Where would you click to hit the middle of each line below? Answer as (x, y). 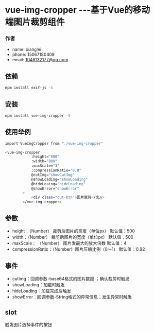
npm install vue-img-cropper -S (38, 115)
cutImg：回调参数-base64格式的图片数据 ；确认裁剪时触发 (71, 279)
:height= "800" (45, 157)
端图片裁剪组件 (35, 22)
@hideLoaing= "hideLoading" (58, 184)
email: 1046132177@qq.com (40, 60)
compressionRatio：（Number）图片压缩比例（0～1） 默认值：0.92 (78, 249)
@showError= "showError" (55, 188)
